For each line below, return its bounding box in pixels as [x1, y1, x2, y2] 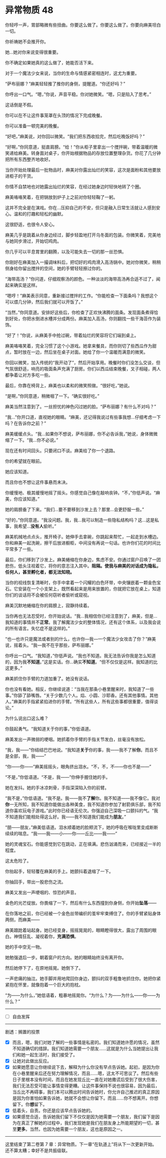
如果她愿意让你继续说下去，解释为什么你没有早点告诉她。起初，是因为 [12, 1064, 156, 1070]
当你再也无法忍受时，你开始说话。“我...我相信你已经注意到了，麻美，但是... [5, 613, 158, 619]
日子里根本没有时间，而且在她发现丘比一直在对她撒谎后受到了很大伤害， [12, 1077, 160, 1083]
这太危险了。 [5, 858, 31, 864]
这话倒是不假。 [5, 102, 36, 108]
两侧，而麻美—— [5, 917, 40, 923]
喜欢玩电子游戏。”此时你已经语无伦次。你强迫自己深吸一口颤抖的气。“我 [13, 808, 159, 813]
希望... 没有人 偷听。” [18, 523, 57, 529]
